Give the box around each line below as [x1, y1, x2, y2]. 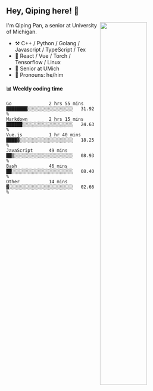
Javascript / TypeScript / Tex [14, 46, 86, 53]
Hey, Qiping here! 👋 [6, 6, 79, 16]
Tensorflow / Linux [14, 58, 61, 65]
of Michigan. [6, 28, 37, 35]
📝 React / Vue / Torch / [14, 52, 71, 60]
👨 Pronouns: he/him [14, 71, 64, 78]
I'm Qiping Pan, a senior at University [6, 21, 97, 29]
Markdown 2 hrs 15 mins [6, 117, 84, 123]
